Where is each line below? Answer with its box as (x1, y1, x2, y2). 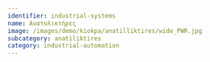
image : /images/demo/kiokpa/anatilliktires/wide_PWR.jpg (7, 27, 203, 35)
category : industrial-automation (7, 42, 120, 50)
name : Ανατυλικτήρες (7, 19, 77, 27)
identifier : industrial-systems (7, 11, 116, 20)
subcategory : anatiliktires (7, 34, 102, 43)
